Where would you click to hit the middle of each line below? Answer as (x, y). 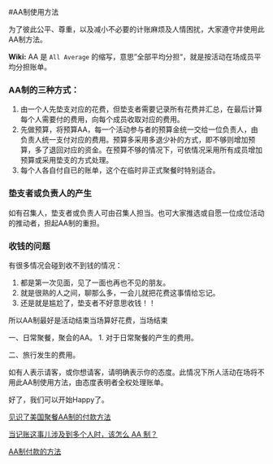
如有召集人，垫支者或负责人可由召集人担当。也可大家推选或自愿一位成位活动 (136, 212)
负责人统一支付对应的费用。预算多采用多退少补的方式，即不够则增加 (134, 140)
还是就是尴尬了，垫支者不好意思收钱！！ (88, 303)
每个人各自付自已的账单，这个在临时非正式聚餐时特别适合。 (120, 170)
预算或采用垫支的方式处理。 (67, 160)
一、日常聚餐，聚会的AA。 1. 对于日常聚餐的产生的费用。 (104, 337)
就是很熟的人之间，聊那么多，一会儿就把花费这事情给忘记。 (120, 292)
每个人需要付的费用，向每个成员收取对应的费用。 (102, 120)
